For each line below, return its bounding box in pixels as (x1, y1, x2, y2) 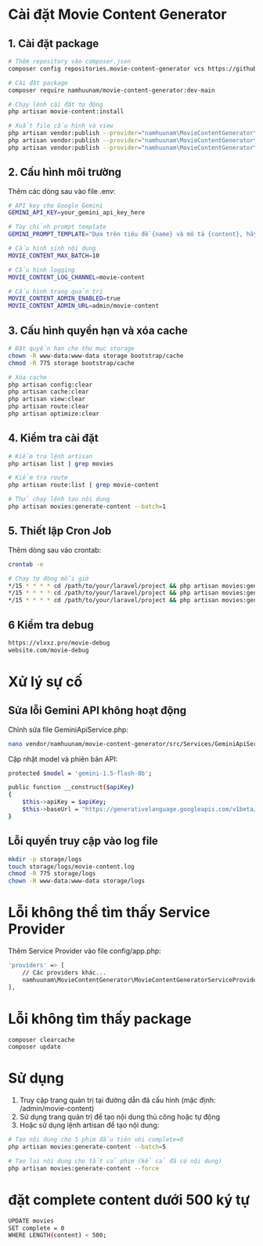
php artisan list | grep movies (8, 459, 113, 468)
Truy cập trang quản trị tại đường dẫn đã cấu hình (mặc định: (19, 1095, 216, 1105)
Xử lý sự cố (8, 673, 83, 690)
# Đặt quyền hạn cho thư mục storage (8, 345, 135, 353)
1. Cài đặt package (8, 37, 99, 50)
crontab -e (8, 560, 44, 568)
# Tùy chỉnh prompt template (8, 223, 107, 231)
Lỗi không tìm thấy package (8, 1010, 192, 1028)
